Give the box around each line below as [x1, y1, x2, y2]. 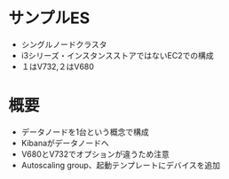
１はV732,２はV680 [20, 61, 95, 72]
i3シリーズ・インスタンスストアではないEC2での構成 [20, 50, 214, 60]
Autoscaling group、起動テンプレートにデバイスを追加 [20, 160, 221, 170]
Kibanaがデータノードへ [20, 137, 110, 148]
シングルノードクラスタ [20, 39, 107, 50]
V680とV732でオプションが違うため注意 [20, 148, 170, 160]
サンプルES [8, 8, 91, 28]
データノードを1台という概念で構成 [20, 126, 150, 137]
